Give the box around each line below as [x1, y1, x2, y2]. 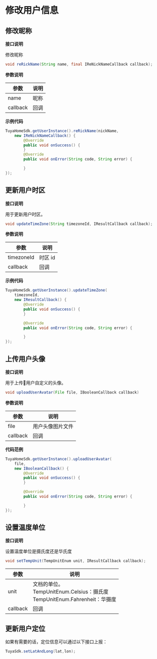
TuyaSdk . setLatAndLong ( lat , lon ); [5, 649, 76, 654]
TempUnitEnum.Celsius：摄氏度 [32, 588, 109, 596]
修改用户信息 [5, 5, 59, 16]
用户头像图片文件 [32, 422, 73, 430]
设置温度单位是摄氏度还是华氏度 [5, 548, 72, 554]
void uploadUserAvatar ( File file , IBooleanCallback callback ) [5, 390, 139, 395]
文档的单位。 [32, 581, 63, 588]
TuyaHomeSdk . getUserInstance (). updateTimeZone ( [5, 288, 108, 293]
